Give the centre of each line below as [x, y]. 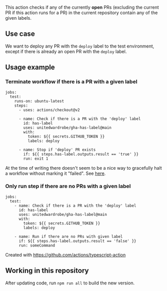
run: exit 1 [36, 159]
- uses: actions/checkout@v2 [49, 110]
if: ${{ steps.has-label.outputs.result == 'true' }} [81, 154]
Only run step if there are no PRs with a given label [68, 186]
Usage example [30, 67]
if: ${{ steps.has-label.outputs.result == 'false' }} [77, 241]
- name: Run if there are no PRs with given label [69, 236]
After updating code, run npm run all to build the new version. [70, 283]
